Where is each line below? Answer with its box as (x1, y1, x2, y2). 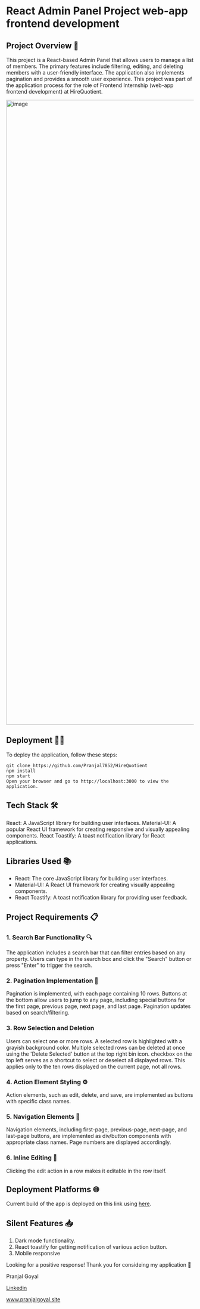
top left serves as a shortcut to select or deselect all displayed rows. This (6, 1056, 186, 1063)
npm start (6, 773, 31, 779)
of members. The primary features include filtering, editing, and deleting (6, 63, 183, 70)
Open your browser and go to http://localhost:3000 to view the (6, 778, 169, 784)
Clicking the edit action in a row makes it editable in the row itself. (6, 1167, 167, 1174)
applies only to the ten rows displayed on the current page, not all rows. (6, 1063, 182, 1070)
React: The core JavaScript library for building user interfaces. (14, 875, 168, 882)
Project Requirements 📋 (6, 912, 99, 922)
